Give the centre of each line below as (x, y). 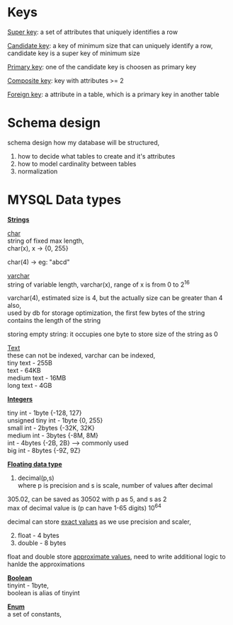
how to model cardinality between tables (77, 164)
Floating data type (35, 464)
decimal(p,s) (36, 478)
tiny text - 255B (30, 363)
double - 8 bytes (42, 543)
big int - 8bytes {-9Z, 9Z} (44, 451)
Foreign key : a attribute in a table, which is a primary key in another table (113, 94)
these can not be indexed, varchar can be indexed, (81, 355)
